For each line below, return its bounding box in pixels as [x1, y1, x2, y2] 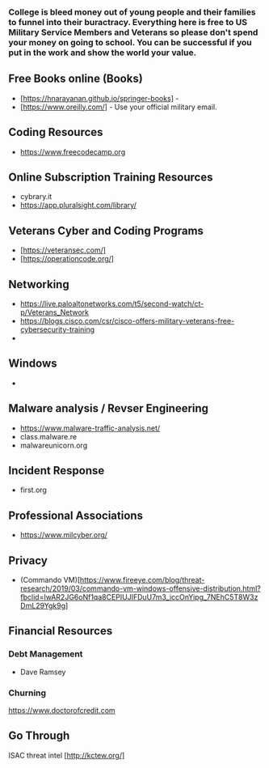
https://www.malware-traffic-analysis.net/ [19, 423, 161, 433]
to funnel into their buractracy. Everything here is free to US [8, 16, 248, 28]
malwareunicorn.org [19, 440, 87, 450]
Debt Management [8, 648, 83, 660]
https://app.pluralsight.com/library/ [19, 201, 137, 210]
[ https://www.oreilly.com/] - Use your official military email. [19, 102, 217, 112]
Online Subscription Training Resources [8, 170, 213, 184]
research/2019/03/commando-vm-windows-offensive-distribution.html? [19, 583, 261, 593]
